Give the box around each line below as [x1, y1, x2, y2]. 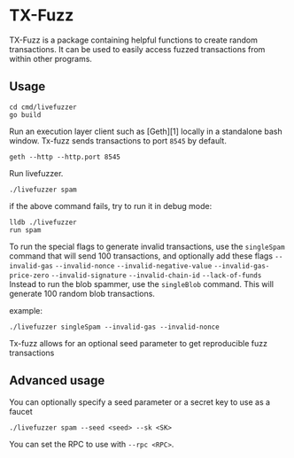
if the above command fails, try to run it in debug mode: [9, 200, 213, 211]
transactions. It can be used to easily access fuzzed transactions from [9, 43, 266, 54]
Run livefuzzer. [9, 167, 64, 178]
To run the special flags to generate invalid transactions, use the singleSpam [9, 241, 285, 252]
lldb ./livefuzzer [9, 218, 77, 227]
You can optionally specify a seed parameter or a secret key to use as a [9, 396, 271, 408]
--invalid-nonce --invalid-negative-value [54, 261, 213, 270]
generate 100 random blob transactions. [9, 288, 155, 299]
